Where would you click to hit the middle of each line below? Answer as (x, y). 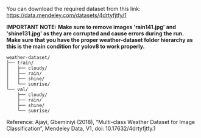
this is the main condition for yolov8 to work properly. (76, 46)
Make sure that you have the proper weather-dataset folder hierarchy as (100, 40)
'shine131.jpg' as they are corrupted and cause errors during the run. (95, 33)
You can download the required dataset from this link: (74, 9)
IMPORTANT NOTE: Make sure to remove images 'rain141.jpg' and (91, 27)
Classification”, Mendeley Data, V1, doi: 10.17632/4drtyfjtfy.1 (81, 128)
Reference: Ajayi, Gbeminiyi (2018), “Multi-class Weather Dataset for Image (101, 122)
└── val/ (17, 89)
